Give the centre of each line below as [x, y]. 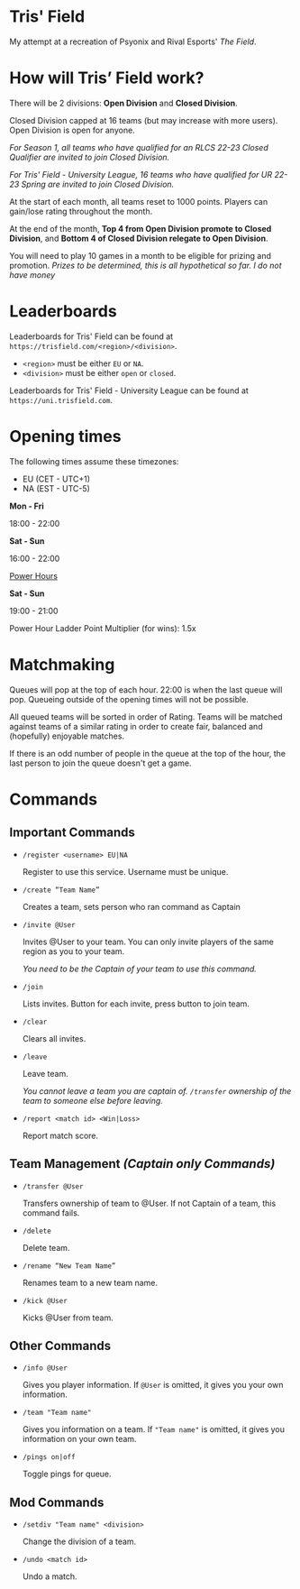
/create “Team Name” [61, 890]
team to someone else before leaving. [93, 1100]
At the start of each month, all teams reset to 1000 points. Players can [139, 201]
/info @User [45, 1368]
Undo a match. [50, 1576]
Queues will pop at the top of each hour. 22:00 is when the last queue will [146, 689]
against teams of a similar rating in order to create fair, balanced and [136, 726]
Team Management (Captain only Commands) [142, 1164]
